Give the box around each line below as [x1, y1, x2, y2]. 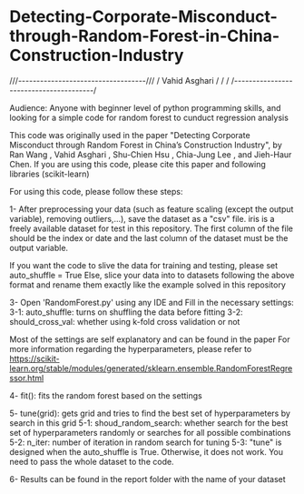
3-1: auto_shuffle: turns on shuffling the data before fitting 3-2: [9, 307, 243, 318]
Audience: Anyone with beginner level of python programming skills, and [9, 102, 281, 113]
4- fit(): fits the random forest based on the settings [9, 389, 202, 401]
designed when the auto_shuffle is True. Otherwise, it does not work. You [9, 446, 284, 457]
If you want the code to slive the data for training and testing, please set [9, 259, 279, 270]
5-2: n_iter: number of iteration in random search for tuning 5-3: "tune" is [9, 437, 282, 448]
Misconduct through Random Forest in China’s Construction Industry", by [9, 139, 283, 150]
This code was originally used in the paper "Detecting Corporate [9, 129, 251, 140]
